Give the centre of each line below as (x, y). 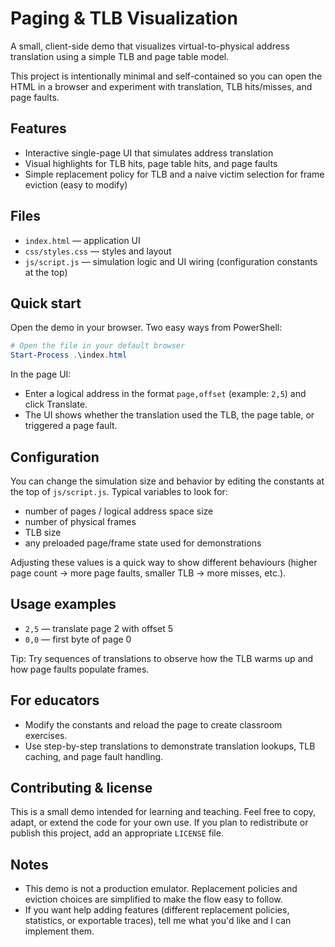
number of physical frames (80, 521)
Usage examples (63, 604)
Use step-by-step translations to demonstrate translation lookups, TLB (170, 746)
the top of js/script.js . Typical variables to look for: (119, 491)
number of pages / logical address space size (119, 511)
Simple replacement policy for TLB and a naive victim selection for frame (174, 174)
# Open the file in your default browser (98, 346)
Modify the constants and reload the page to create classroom (153, 724)
